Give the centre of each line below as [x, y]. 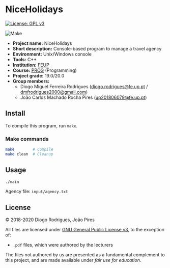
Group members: [31, 81]
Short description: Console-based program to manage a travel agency [87, 48]
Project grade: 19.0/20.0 [38, 75]
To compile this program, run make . [41, 125]
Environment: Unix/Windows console [52, 54]
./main [12, 182]
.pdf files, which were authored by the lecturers [63, 245]
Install [15, 113]
